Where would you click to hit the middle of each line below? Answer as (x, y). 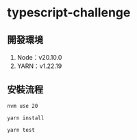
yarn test (21, 130)
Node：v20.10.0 (39, 57)
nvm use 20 (23, 106)
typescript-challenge (69, 13)
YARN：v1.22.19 (39, 66)
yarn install (26, 118)
